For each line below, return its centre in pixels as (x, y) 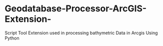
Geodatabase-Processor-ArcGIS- (76, 9)
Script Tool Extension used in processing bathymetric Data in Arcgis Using (81, 33)
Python (12, 38)
